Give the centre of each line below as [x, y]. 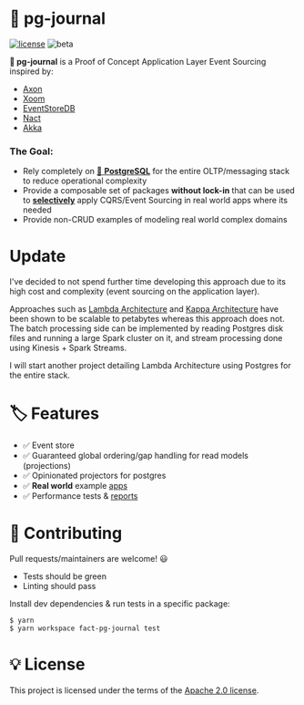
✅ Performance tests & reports [80, 496]
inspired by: [31, 71]
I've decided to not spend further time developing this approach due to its [148, 282]
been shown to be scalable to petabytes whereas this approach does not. [147, 319]
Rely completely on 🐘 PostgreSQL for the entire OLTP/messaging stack [156, 171]
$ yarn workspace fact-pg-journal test [85, 628]
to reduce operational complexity [85, 181]
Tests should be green [65, 576]
